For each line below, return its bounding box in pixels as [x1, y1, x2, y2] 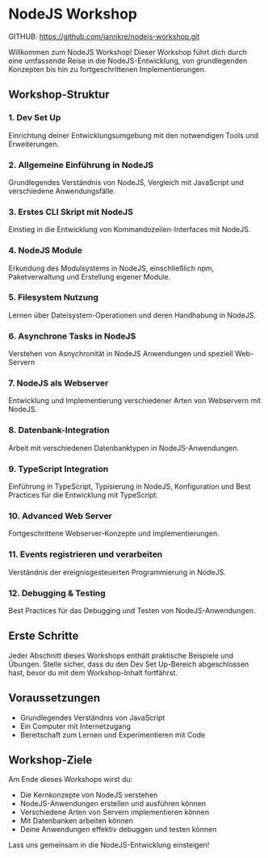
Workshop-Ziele [8, 753, 93, 767]
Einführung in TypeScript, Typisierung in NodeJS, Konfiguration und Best [8, 482, 251, 491]
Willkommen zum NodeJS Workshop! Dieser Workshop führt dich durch [8, 47, 248, 57]
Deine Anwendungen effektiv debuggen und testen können [19, 825, 217, 835]
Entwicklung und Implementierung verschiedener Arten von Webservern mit [8, 396, 262, 406]
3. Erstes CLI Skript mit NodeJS [8, 206, 133, 217]
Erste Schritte [8, 629, 79, 643]
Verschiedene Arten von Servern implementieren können [19, 807, 210, 817]
